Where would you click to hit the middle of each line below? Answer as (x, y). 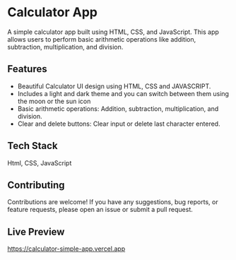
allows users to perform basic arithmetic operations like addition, (102, 39)
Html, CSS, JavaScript (40, 162)
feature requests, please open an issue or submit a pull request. (100, 210)
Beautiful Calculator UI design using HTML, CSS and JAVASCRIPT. (114, 86)
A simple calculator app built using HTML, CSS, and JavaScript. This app (113, 32)
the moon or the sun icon (54, 101)
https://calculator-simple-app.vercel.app (66, 249)
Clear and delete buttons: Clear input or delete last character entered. (119, 124)
